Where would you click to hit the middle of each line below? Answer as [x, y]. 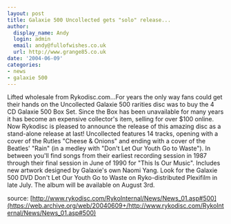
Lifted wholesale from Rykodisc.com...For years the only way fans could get [115, 97]
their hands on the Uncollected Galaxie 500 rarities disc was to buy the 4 [111, 105]
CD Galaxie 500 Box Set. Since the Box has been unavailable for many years [115, 112]
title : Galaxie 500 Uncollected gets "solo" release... [89, 20]
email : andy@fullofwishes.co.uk [60, 45]
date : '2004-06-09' [35, 59]
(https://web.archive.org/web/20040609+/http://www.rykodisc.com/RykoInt [115, 206]
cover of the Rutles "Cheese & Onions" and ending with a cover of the [106, 141]
